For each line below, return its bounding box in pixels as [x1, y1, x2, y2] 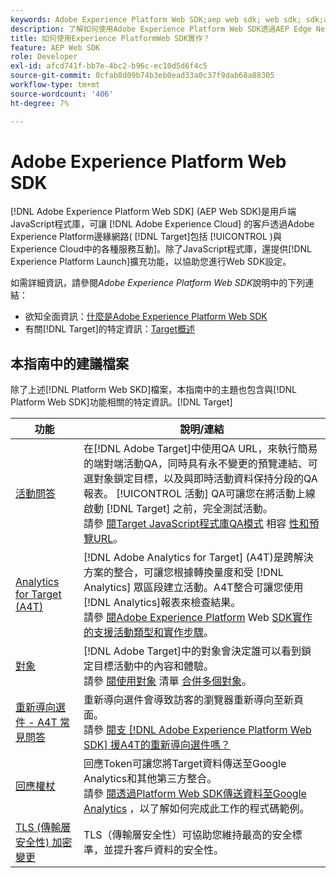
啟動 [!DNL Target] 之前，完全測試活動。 [83, 502, 273, 516]
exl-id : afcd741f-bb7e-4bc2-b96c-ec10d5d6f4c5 [10, 61, 208, 71]
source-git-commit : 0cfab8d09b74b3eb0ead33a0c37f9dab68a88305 [10, 71, 275, 81]
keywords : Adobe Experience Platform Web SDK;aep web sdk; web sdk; [10, 14, 302, 25]
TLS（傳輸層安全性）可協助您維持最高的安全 [83, 828, 293, 842]
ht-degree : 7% [10, 98, 70, 108]
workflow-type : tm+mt [10, 80, 101, 90]
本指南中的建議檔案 [10, 355, 129, 372]
